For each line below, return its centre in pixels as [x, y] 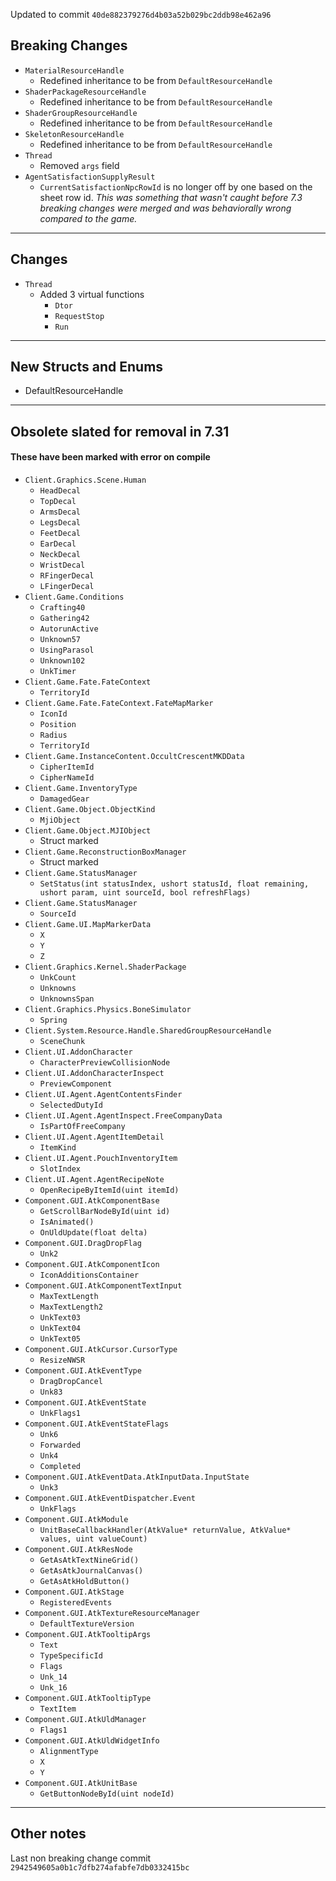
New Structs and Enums [87, 367]
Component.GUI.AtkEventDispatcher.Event [110, 1499]
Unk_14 [53, 1677]
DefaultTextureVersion [87, 1624]
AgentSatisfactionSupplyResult [90, 177]
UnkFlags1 [60, 1414]
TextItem [58, 1709]
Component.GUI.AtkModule [76, 1520]
